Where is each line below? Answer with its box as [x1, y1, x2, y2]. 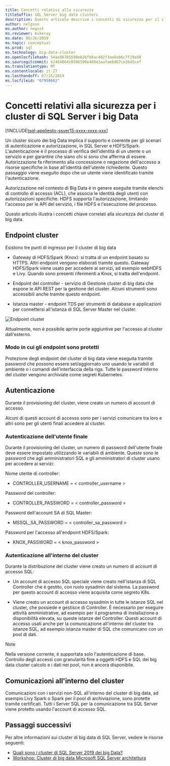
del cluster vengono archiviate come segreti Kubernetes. [5, 371, 123, 378]
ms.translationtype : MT [5, 64, 56, 69]
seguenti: [5, 740, 25, 746]
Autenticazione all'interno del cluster [5, 552, 99, 559]
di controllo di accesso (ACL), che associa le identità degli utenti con [5, 190, 148, 196]
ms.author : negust [5, 26, 44, 31]
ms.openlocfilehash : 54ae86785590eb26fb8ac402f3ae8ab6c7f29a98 [5, 54, 142, 60]
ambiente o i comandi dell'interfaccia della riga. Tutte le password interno [5, 366, 158, 372]
